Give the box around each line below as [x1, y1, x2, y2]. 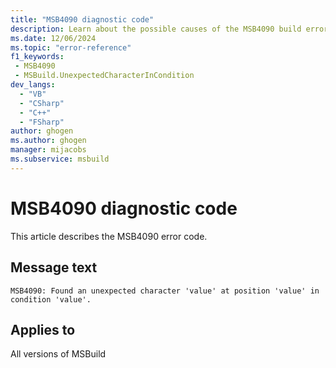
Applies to [10, 321, 76, 338]
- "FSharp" [19, 117, 65, 127]
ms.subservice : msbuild [10, 154, 110, 164]
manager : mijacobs [10, 145, 87, 155]
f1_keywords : [10, 52, 65, 62]
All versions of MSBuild [10, 348, 107, 360]
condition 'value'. [10, 294, 92, 305]
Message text [10, 259, 98, 276]
